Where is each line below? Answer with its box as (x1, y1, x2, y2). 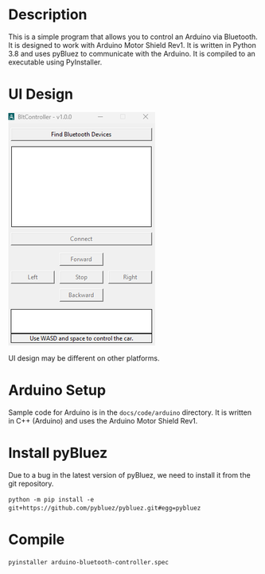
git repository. (8, 478, 54, 488)
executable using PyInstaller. (8, 57, 103, 67)
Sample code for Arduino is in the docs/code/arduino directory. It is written (8, 408, 252, 417)
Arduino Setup (8, 381, 106, 400)
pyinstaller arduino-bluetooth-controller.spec (8, 558, 170, 566)
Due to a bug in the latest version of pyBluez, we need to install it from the (8, 470, 251, 479)
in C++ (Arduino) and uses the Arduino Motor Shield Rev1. (8, 416, 198, 425)
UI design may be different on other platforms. (8, 353, 160, 363)
